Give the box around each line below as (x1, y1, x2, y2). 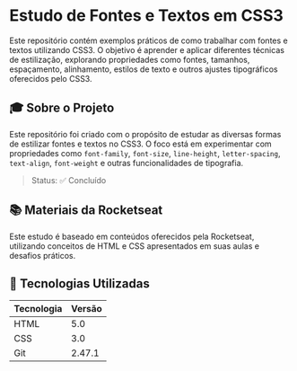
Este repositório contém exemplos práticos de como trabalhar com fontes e (9, 35, 289, 46)
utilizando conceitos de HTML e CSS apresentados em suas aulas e (9, 240, 260, 252)
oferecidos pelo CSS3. (9, 73, 92, 84)
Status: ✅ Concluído (31, 174, 107, 185)
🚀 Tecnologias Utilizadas (9, 276, 150, 291)
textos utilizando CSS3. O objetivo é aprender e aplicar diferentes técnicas (9, 44, 285, 55)
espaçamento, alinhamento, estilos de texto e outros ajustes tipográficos (9, 64, 278, 75)
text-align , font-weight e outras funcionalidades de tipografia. (9, 157, 244, 168)
